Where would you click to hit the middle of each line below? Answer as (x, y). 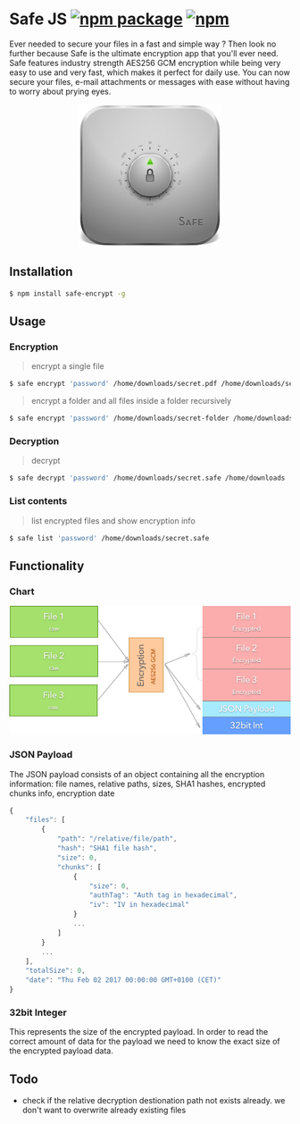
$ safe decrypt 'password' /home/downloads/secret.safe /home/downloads (147, 478)
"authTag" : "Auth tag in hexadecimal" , (163, 895)
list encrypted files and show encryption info (113, 520)
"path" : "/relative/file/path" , (117, 839)
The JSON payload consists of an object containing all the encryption (137, 774)
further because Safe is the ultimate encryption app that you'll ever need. (144, 53)
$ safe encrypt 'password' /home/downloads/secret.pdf (113, 384)
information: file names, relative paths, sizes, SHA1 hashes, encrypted (137, 784)
